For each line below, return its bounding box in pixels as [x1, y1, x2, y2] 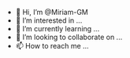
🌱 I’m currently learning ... [15, 24, 100, 33]
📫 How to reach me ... [15, 42, 89, 50]
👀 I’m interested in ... [15, 16, 83, 25]
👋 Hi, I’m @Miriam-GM [15, 8, 89, 16]
